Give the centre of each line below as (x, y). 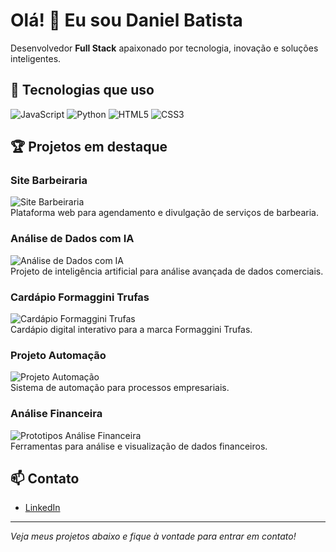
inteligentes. (36, 58)
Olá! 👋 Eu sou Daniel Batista (126, 20)
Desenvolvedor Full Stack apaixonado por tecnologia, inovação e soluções (164, 48)
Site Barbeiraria (49, 181)
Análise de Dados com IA (72, 239)
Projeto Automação (58, 355)
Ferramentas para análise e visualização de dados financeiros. (139, 446)
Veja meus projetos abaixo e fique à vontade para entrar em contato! (153, 536)
